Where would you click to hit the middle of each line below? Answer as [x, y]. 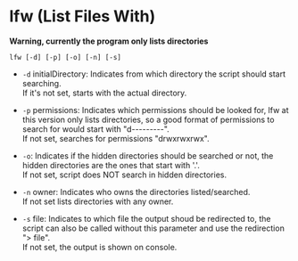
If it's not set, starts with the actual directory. [104, 93]
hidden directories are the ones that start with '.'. [111, 165]
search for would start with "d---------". [95, 129]
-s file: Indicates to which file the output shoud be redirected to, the [146, 218]
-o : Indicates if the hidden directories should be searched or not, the [148, 155]
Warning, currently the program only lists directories [109, 41]
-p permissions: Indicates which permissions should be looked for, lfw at [155, 110]
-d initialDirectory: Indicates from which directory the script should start [154, 74]
